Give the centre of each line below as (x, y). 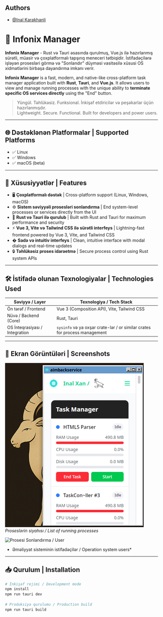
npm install (17, 589)
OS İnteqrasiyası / (25, 328)
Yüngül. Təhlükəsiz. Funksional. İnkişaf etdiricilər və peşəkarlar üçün (85, 102)
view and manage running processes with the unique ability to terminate (78, 88)
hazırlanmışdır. (32, 108)
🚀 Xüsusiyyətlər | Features (46, 183)
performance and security (38, 222)
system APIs (24, 258)
